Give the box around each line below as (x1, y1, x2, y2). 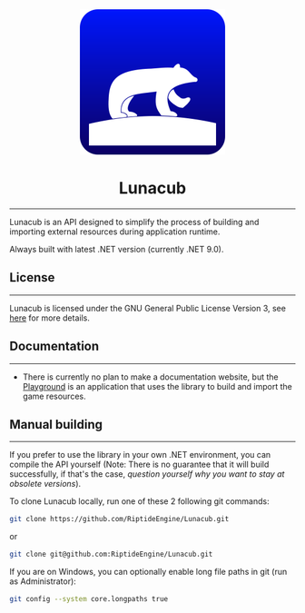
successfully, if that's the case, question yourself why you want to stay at (9, 469, 285, 480)
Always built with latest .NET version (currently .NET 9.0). (9, 243, 224, 254)
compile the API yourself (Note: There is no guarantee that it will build (9, 459, 270, 470)
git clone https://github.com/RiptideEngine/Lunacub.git (9, 515, 230, 524)
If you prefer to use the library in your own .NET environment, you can (9, 450, 271, 460)
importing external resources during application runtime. (9, 226, 221, 237)
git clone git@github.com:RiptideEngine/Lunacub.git (9, 549, 213, 559)
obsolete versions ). (9, 479, 82, 489)
